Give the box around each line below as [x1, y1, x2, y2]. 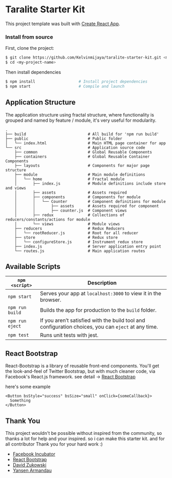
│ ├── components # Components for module [14, 194, 141, 200]
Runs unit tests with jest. [40, 332, 99, 339]
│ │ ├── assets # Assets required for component [14, 203, 159, 208]
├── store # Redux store [14, 235, 118, 240]
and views [5, 185, 27, 190]
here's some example [5, 384, 51, 390]
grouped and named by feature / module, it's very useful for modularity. [5, 117, 157, 123]
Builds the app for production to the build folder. [40, 307, 157, 314]
